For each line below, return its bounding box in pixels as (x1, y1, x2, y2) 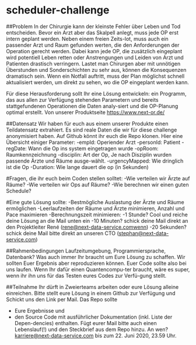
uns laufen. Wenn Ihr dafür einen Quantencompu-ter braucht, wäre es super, (6, 265, 190, 272)
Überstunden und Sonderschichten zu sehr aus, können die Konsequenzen (6, 66, 187, 73)
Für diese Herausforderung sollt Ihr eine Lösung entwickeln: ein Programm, (6, 90, 187, 97)
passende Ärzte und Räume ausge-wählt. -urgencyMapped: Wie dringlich (6, 157, 184, 164)
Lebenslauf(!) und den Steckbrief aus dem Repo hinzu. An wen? (14, 326, 168, 333)
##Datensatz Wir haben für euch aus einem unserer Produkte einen (6, 120, 169, 127)
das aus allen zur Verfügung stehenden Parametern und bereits (6, 96, 159, 103)
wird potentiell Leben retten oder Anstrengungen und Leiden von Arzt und (6, 54, 184, 61)
